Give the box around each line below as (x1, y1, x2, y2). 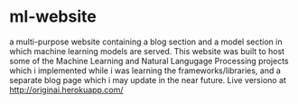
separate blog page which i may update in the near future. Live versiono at (9, 74, 287, 85)
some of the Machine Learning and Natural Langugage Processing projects (9, 55, 289, 66)
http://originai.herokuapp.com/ (9, 84, 124, 95)
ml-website (9, 6, 97, 27)
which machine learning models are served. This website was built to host (9, 45, 285, 56)
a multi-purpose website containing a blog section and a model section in (9, 36, 283, 47)
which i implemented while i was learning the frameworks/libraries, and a (9, 65, 282, 76)
